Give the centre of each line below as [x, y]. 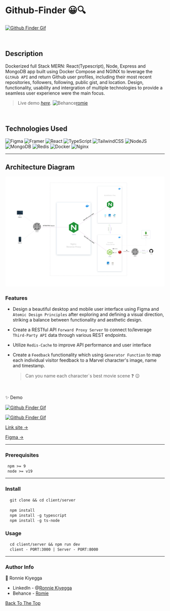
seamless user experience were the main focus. [55, 93]
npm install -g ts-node [35, 520]
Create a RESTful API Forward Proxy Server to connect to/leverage [82, 330]
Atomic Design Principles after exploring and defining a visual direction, [88, 314]
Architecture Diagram [40, 167]
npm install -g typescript [38, 515]
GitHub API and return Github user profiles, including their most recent [78, 77]
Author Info [20, 567]
